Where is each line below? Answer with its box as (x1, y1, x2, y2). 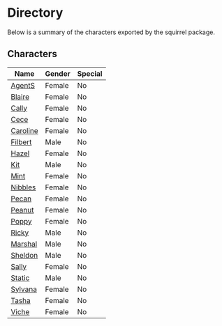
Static (10, 273, 30, 283)
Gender (45, 68, 71, 78)
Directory (7, 5, 64, 21)
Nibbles (10, 183, 36, 192)
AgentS (10, 80, 36, 90)
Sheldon (10, 250, 38, 260)
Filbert (10, 137, 32, 147)
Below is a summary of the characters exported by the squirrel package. (7, 28, 215, 36)
